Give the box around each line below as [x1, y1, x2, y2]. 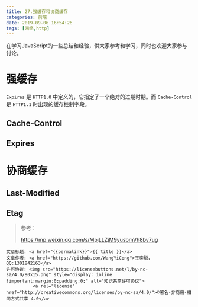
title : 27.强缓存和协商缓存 [6, 8, 68, 15]
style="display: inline [53, 272, 112, 278]
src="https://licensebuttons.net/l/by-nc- [42, 267, 149, 273]
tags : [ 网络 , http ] [6, 25, 50, 31]
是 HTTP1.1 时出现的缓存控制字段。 [6, 101, 90, 108]
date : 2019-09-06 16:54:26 [6, 20, 73, 25]
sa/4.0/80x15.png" [6, 272, 51, 278]
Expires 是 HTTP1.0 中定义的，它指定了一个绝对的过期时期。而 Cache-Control [6, 93, 193, 101]
